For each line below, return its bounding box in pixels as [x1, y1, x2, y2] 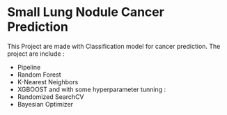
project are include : [7, 49, 65, 58]
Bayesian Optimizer [17, 100, 74, 108]
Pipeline [17, 63, 41, 71]
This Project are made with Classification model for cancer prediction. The [7, 42, 221, 50]
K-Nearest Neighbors [17, 77, 79, 86]
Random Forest [17, 70, 61, 79]
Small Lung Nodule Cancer [7, 4, 165, 20]
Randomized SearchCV [17, 92, 85, 101]
